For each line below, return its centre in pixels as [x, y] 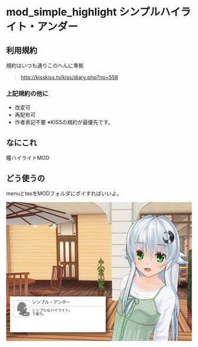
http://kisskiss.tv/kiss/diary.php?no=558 [69, 77]
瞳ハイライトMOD [28, 158]
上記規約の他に [27, 94]
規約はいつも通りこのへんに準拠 [45, 66]
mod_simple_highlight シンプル [83, 12]
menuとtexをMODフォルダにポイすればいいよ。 [64, 193]
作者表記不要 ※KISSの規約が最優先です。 [64, 122]
